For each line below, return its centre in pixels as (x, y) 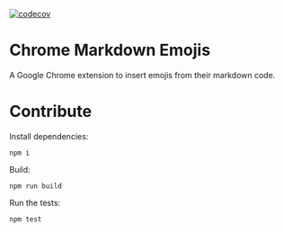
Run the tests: (35, 202)
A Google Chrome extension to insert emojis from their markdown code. (142, 75)
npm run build (36, 186)
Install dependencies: (49, 136)
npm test (26, 219)
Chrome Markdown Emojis (110, 50)
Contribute (51, 112)
